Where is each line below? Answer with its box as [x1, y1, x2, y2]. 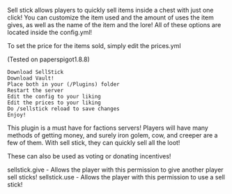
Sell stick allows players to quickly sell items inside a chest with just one [7, 6, 214, 14]
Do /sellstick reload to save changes [7, 105, 120, 112]
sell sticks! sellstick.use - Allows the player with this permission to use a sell [7, 173, 225, 181]
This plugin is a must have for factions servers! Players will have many [7, 124, 209, 132]
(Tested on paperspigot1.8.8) [7, 55, 91, 64]
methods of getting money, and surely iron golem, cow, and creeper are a [7, 131, 218, 139]
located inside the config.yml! [7, 28, 93, 36]
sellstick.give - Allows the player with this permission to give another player [7, 165, 224, 174]
